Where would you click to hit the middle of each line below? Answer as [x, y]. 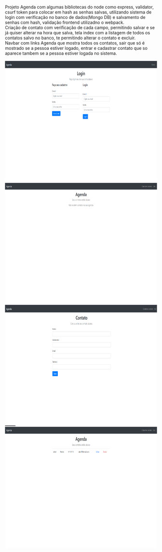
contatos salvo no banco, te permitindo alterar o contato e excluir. [70, 38]
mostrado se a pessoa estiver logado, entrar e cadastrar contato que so [76, 48]
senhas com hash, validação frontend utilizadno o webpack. [65, 22]
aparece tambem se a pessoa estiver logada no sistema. [61, 53]
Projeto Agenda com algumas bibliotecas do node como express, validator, [79, 7]
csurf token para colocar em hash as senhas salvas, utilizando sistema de [78, 12]
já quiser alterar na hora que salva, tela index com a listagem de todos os [78, 33]
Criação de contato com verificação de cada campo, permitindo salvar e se [80, 28]
